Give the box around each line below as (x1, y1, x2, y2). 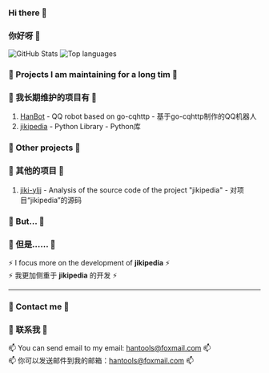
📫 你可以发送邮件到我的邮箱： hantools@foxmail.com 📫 (8, 356, 195, 366)
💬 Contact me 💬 (8, 301, 70, 312)
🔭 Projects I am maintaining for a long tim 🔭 (8, 69, 178, 80)
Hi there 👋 (8, 7, 48, 18)
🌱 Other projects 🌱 (8, 142, 81, 153)
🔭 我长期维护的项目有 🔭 (8, 92, 98, 103)
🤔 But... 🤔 (8, 216, 46, 227)
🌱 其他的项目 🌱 (8, 165, 65, 176)
